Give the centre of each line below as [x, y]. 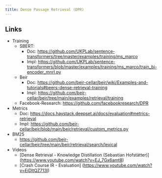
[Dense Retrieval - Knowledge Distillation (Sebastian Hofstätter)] [84, 155]
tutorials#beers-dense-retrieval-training [67, 88]
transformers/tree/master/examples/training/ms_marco [82, 57]
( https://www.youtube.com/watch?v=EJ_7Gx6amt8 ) [72, 160]
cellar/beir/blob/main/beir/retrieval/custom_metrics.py [74, 129]
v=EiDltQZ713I [34, 171]
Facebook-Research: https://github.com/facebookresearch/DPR [84, 103]
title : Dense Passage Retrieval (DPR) [45, 10]
